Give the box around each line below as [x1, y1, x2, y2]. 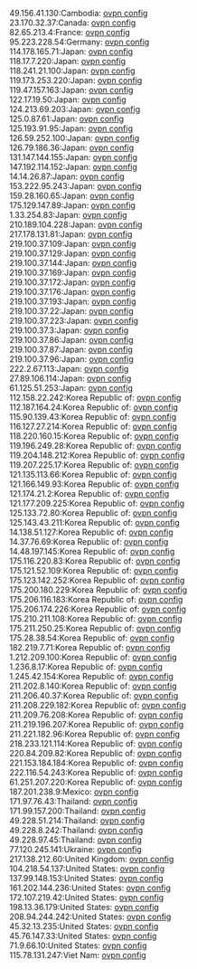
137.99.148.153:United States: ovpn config [9, 873, 164, 883]
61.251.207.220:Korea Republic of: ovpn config [9, 777, 183, 787]
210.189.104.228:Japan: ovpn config [9, 219, 143, 230]
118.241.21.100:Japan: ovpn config [9, 65, 136, 76]
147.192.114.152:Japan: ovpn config [9, 162, 138, 172]
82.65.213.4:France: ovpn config [9, 27, 131, 37]
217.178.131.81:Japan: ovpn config [9, 229, 133, 239]
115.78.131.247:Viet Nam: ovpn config [9, 950, 146, 960]
